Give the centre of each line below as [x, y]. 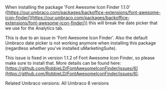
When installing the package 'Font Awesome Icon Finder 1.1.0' [68, 7]
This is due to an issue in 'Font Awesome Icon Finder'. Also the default [77, 38]
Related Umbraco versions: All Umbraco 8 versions [57, 83]
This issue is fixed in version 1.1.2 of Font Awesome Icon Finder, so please [80, 58]
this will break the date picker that [123, 23]
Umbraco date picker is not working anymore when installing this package [81, 43]
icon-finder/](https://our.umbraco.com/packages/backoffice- [67, 18]
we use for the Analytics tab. [34, 28]
